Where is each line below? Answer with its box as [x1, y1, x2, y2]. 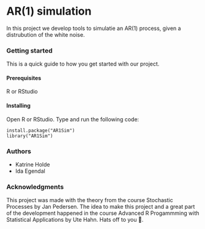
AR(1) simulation [6, 4, 92, 18]
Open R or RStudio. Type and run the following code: [6, 115, 140, 123]
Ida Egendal [15, 167, 46, 175]
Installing [6, 102, 31, 110]
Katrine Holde [15, 160, 50, 168]
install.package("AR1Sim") [6, 127, 75, 133]
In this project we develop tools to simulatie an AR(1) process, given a [6, 24, 182, 32]
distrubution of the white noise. [6, 31, 85, 38]
